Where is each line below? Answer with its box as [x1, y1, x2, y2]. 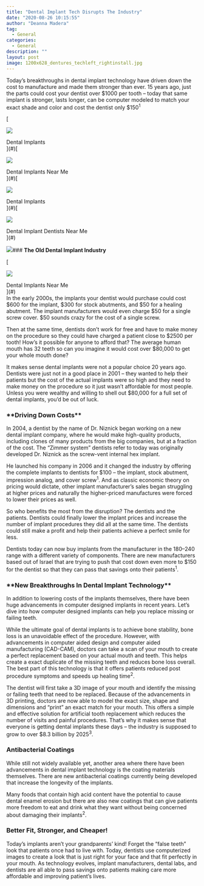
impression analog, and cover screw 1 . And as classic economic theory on [6, 476, 189, 484]
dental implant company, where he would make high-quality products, [6, 431, 182, 438]
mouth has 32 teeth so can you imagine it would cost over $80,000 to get [6, 345, 190, 353]
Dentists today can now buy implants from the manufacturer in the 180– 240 [6, 546, 195, 553]
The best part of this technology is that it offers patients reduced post [6, 665, 181, 672]
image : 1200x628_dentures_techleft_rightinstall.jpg [6, 60, 143, 66]
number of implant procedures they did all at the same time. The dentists [6, 521, 188, 528]
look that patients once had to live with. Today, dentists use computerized [6, 846, 191, 854]
